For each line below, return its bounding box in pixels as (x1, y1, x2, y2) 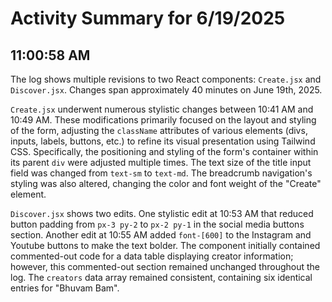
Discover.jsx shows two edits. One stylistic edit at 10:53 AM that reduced (10, 208, 314, 219)
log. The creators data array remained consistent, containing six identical (10, 272, 313, 283)
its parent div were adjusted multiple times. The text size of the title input (10, 157, 312, 168)
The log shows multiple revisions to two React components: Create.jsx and (10, 73, 322, 85)
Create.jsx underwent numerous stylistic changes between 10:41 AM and (10, 103, 314, 115)
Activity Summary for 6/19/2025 (10, 7, 286, 30)
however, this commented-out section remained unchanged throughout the (10, 261, 321, 272)
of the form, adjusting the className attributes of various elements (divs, (10, 125, 308, 136)
